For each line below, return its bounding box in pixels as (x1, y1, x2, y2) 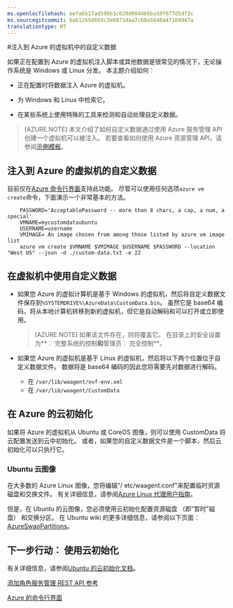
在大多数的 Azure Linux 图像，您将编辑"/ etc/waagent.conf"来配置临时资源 (7, 481, 221, 489)
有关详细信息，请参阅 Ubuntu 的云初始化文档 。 (7, 564, 140, 572)
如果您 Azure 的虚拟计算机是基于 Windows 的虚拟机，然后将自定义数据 (17, 290, 220, 298)
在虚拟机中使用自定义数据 (7, 270, 116, 281)
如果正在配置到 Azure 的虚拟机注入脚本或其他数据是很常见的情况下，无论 (7, 58, 216, 66)
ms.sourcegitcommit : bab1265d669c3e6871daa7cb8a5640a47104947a (7, 17, 194, 24)
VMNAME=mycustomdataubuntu (19, 219, 98, 226)
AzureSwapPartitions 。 (7, 522, 74, 530)
